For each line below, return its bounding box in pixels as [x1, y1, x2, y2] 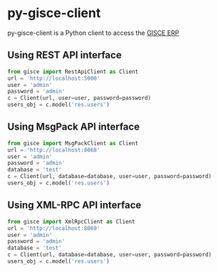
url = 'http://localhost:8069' [7, 224, 100, 232]
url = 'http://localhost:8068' [7, 146, 100, 154]
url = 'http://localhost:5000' [7, 75, 100, 82]
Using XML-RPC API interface [7, 199, 142, 211]
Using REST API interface [7, 49, 123, 61]
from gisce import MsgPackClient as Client [7, 140, 139, 147]
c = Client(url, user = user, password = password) [7, 95, 152, 102]
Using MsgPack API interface [7, 121, 140, 133]
